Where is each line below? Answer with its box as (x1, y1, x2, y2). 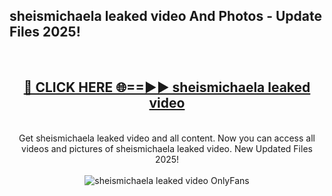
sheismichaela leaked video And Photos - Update (9, 8, 323, 25)
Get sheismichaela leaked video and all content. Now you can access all (18, 132, 316, 144)
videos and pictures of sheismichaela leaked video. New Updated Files (21, 142, 313, 154)
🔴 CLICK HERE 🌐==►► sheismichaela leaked (23, 79, 311, 96)
